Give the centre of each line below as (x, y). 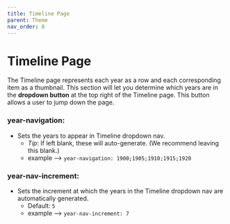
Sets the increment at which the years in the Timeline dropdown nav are (120, 191)
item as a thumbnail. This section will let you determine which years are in (113, 88)
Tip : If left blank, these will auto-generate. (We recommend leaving (123, 143)
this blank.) (44, 150)
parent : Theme (28, 20)
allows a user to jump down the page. (61, 102)
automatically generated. (53, 198)
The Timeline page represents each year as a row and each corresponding (114, 80)
